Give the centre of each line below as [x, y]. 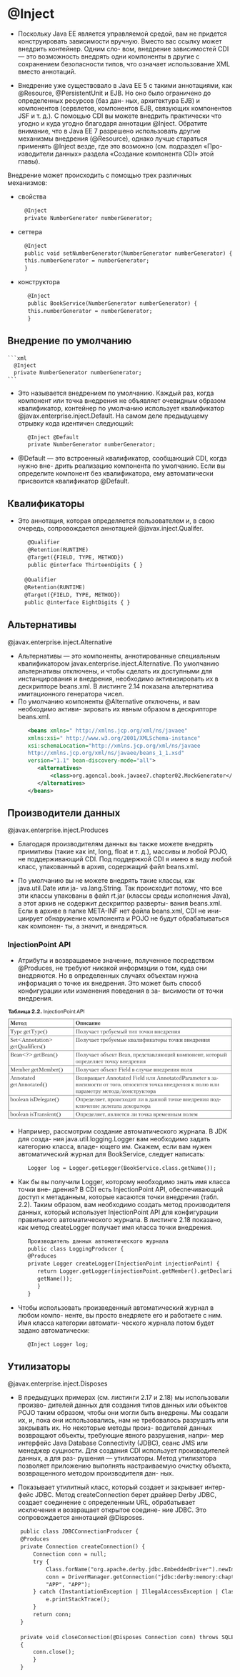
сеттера [30, 231]
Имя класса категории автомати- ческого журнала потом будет [116, 1323]
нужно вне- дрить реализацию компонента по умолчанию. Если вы [121, 466]
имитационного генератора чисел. [71, 694]
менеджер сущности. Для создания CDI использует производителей [123, 1451]
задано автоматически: [54, 1330]
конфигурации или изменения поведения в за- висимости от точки [120, 991]
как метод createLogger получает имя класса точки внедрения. [115, 1227]
